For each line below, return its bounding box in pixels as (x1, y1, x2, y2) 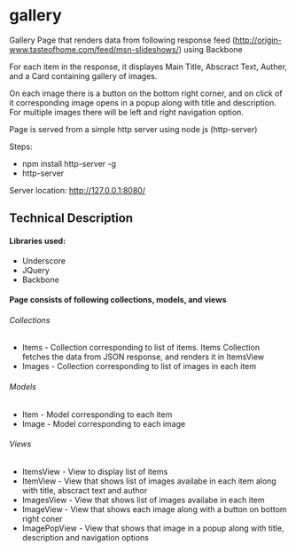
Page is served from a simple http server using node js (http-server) (9, 123, 258, 134)
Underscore (21, 255, 66, 266)
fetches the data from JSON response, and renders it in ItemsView (21, 351, 265, 362)
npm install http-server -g (21, 158, 117, 169)
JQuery (21, 264, 51, 275)
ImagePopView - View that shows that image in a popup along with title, (21, 523, 284, 533)
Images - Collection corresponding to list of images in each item (21, 361, 257, 372)
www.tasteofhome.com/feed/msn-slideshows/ (9, 43, 179, 54)
